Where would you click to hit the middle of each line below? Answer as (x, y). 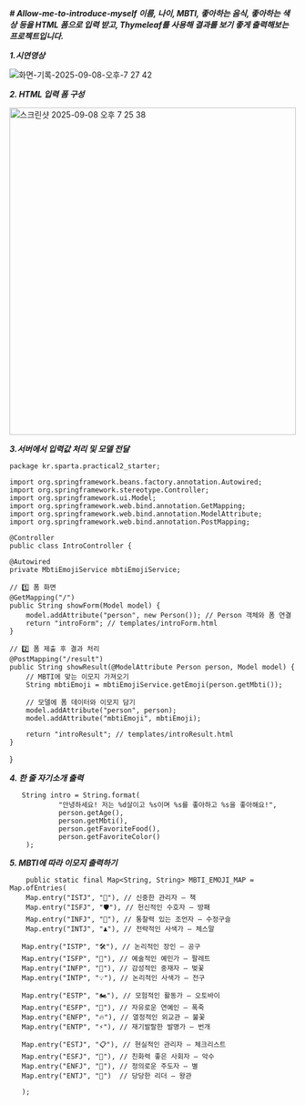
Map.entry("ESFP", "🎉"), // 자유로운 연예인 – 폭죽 (113, 1008)
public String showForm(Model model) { (85, 606)
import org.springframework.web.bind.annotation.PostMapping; (130, 522)
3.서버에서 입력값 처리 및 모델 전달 (70, 449)
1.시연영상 (27, 56)
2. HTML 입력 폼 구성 (47, 94)
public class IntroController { (71, 546)
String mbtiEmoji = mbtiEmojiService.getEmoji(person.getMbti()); (154, 685)
